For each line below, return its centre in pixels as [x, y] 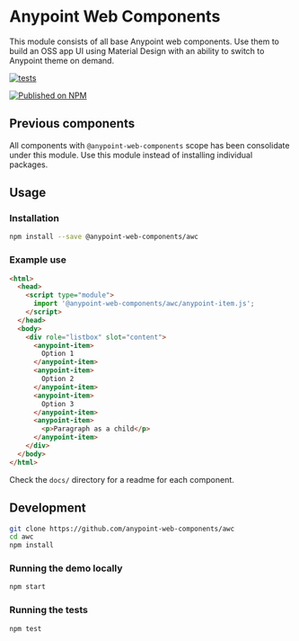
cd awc [22, 537]
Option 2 [58, 379]
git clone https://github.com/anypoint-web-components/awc [122, 529]
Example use [38, 260]
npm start [28, 587]
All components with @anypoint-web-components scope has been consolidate [149, 145]
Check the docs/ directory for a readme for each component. [122, 479]
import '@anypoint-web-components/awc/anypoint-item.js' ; [144, 304]
